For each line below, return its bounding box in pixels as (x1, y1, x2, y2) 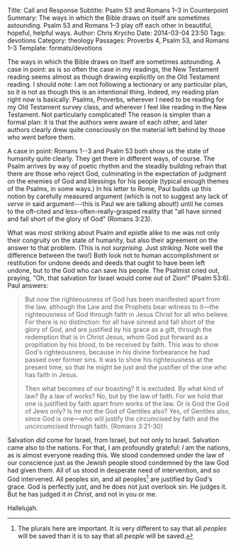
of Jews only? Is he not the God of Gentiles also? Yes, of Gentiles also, (24, 407, 231, 415)
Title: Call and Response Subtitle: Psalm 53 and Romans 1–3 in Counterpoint (7, 6, 229, 14)
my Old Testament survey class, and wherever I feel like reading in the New (7, 103, 227, 111)
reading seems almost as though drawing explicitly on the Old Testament (7, 72, 220, 81)
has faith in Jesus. (24, 371, 79, 379)
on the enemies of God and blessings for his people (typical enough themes (7, 177, 229, 185)
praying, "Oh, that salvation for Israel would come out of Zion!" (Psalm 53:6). (7, 273, 231, 282)
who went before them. (7, 133, 76, 141)
